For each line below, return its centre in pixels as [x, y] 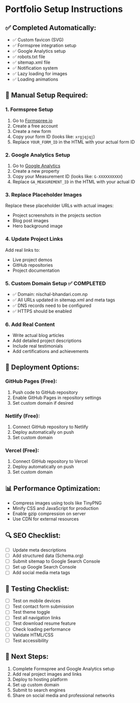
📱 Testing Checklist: [37, 588]
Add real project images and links [47, 674]
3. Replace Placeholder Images [44, 195]
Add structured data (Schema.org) [48, 556]
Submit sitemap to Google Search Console [56, 561]
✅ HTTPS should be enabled [42, 311]
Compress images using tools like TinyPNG [57, 503]
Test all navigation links [37, 618]
